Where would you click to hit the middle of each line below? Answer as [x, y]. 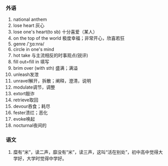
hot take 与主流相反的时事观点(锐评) [51, 56]
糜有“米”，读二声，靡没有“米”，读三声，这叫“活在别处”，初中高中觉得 [86, 152]
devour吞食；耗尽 [31, 106]
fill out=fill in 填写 [31, 62]
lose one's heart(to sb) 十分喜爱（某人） [55, 32]
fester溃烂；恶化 [30, 113]
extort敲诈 [24, 94]
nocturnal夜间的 [30, 125]
